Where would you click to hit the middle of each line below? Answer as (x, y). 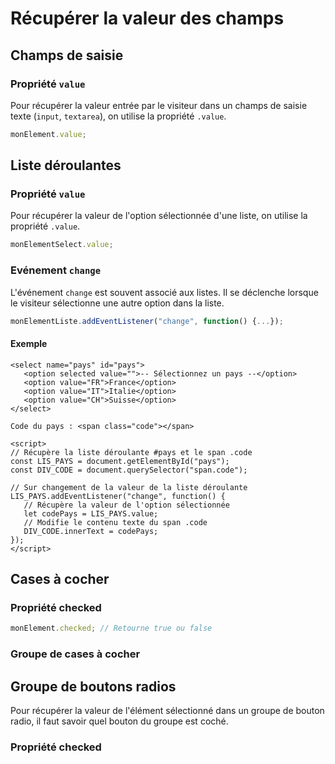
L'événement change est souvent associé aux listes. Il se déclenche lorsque (164, 292)
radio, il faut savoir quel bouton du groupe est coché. (119, 721)
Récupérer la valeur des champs (147, 18)
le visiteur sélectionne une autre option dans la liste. (117, 303)
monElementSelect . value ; (62, 245)
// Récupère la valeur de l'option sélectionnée (126, 505)
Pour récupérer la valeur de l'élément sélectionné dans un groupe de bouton (167, 710)
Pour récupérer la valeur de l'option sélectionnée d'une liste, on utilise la (159, 216)
